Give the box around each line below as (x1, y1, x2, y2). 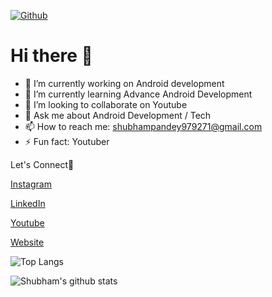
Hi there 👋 (10, 45, 93, 67)
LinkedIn (10, 197, 46, 209)
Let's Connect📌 (10, 158, 75, 170)
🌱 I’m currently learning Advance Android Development (24, 88, 253, 100)
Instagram (10, 178, 52, 190)
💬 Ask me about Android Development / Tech (24, 109, 212, 121)
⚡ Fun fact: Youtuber (24, 135, 110, 147)
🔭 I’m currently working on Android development (24, 77, 225, 89)
